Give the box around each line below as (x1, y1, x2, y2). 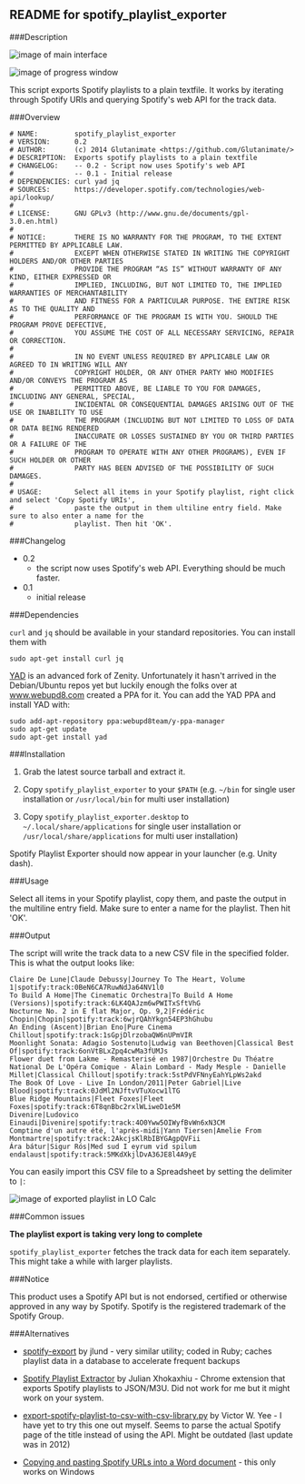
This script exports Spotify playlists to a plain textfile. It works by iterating (9, 84, 284, 95)
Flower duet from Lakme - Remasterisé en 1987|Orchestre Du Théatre (9, 1055, 274, 1064)
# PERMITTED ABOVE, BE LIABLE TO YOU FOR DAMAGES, (9, 384, 261, 393)
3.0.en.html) (9, 217, 59, 226)
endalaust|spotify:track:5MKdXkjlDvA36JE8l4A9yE (9, 1150, 197, 1159)
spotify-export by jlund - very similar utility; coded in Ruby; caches (22, 1346, 272, 1357)
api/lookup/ (9, 193, 54, 202)
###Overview (9, 111, 61, 122)
